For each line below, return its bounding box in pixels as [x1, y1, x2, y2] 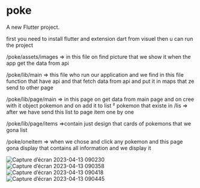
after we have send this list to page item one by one [6, 108, 134, 115]
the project [6, 41, 34, 49]
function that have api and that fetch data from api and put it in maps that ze [6, 77, 195, 85]
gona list [6, 126, 28, 133]
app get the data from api [6, 59, 69, 67]
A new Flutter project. [6, 23, 60, 31]
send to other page [6, 83, 54, 91]
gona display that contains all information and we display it [6, 144, 151, 151]
